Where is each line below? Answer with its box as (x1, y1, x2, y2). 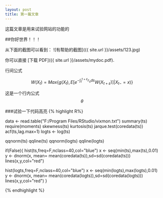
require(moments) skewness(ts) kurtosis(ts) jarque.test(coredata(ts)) (5, 123, 143, 129)
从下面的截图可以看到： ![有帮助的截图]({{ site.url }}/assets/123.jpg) (5, 47, 141, 52)
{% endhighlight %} (5, 187, 45, 193)
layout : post (5, 7, 32, 12)
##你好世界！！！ (5, 36, 41, 42)
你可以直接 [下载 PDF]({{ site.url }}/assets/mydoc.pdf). (5, 57, 115, 63)
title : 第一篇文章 (5, 12, 39, 17)
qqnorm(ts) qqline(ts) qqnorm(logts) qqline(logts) (5, 138, 104, 144)
